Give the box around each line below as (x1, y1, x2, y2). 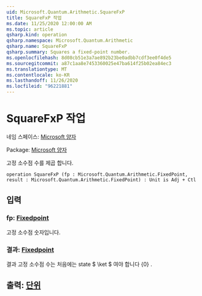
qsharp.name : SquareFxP (6, 44, 68, 50)
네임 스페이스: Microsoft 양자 (6, 133, 77, 140)
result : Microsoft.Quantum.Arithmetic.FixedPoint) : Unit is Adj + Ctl (6, 176, 196, 183)
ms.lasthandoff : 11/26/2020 (6, 77, 79, 84)
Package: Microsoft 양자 (6, 146, 68, 154)
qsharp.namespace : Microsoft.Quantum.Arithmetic (6, 37, 133, 44)
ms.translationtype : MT (6, 66, 68, 72)
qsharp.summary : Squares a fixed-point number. (6, 49, 131, 55)
